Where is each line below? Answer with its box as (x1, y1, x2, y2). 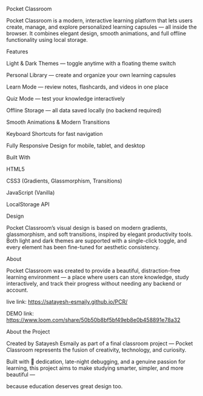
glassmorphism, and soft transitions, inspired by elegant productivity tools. (6, 230, 193, 238)
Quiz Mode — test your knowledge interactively (6, 95, 125, 102)
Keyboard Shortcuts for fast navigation (6, 130, 103, 137)
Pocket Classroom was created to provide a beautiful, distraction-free (6, 267, 181, 274)
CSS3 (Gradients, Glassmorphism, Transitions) (6, 177, 122, 184)
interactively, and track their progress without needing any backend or (6, 280, 182, 287)
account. (6, 286, 28, 294)
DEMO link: (6, 310, 35, 317)
